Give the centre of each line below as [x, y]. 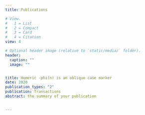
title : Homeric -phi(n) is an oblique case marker [59, 78]
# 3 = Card [19, 33]
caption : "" [22, 60]
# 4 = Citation [23, 37]
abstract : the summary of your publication [51, 96]
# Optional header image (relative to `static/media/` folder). [73, 51]
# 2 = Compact [22, 28]
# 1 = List [19, 23]
